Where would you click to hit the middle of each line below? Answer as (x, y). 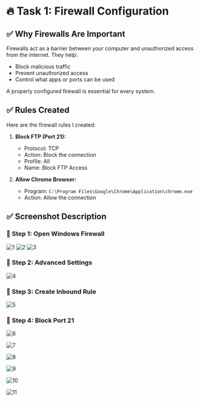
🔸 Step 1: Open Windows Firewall (55, 234)
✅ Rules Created (38, 110)
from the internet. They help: (42, 55)
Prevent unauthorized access (52, 73)
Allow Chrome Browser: (46, 179)
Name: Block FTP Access (56, 167)
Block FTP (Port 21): (41, 136)
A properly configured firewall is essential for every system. (81, 91)
